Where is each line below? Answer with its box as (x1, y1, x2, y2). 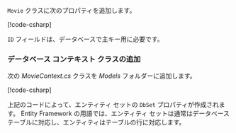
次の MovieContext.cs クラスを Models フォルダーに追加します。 (7, 71, 196, 80)
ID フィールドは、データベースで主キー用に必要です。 (7, 35, 164, 43)
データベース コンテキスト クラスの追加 (7, 54, 141, 64)
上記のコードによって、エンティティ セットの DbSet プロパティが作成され (7, 100, 220, 109)
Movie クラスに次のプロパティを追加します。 (7, 6, 136, 14)
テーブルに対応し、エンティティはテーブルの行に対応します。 (7, 118, 186, 127)
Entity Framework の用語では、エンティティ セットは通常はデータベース (21, 109, 230, 118)
